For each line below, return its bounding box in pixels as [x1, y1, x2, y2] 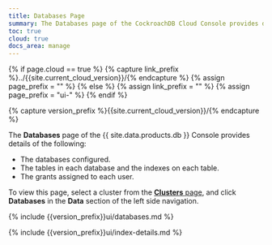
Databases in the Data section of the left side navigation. [8, 196, 199, 206]
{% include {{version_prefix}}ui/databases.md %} [8, 212, 174, 221]
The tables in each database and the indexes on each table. [19, 163, 220, 173]
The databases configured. [19, 155, 111, 165]
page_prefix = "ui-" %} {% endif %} [8, 90, 128, 100]
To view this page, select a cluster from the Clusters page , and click [8, 187, 236, 197]
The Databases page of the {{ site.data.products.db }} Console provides [8, 131, 250, 140]
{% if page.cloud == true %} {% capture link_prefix [8, 64, 180, 74]
